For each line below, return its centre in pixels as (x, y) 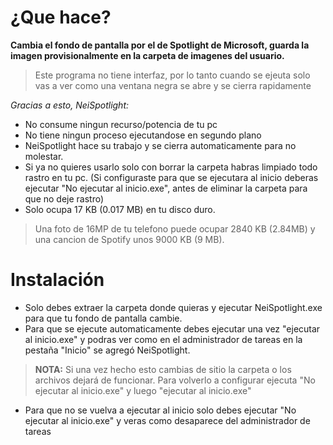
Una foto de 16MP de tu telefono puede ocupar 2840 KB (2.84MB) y (175, 228)
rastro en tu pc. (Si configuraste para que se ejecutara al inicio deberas (171, 177)
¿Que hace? (61, 17)
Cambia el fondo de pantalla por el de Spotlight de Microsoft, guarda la (160, 45)
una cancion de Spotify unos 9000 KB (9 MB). (129, 239)
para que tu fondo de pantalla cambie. (103, 318)
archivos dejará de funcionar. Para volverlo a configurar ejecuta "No (175, 380)
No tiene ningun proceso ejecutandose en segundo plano (143, 135)
